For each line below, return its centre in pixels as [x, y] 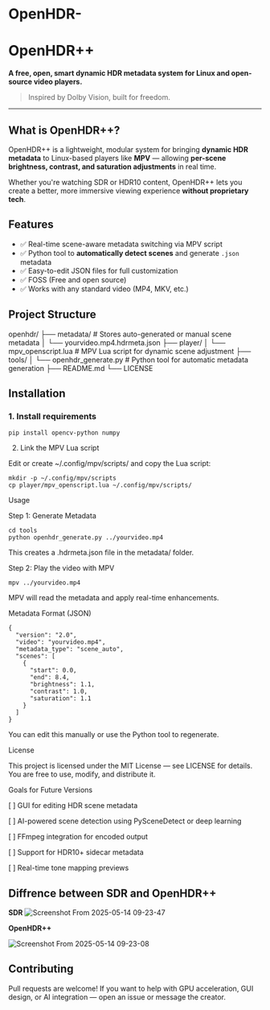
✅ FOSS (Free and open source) [73, 279]
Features [31, 225]
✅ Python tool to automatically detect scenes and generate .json [129, 253]
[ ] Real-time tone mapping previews [69, 868]
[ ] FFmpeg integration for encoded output [78, 837]
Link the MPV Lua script [59, 448]
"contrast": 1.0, [59, 692]
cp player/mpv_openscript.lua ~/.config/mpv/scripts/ [100, 485]
